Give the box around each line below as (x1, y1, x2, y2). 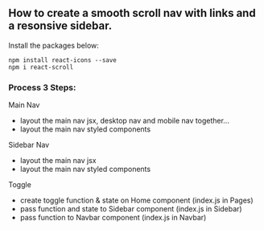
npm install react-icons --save (8, 56, 117, 64)
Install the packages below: (8, 40, 99, 50)
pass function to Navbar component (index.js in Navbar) (19, 213, 207, 223)
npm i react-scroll (8, 63, 74, 71)
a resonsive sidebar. (8, 19, 113, 33)
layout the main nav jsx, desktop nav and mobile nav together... (19, 116, 229, 126)
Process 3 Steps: (8, 82, 76, 93)
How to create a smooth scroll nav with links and (8, 6, 256, 20)
